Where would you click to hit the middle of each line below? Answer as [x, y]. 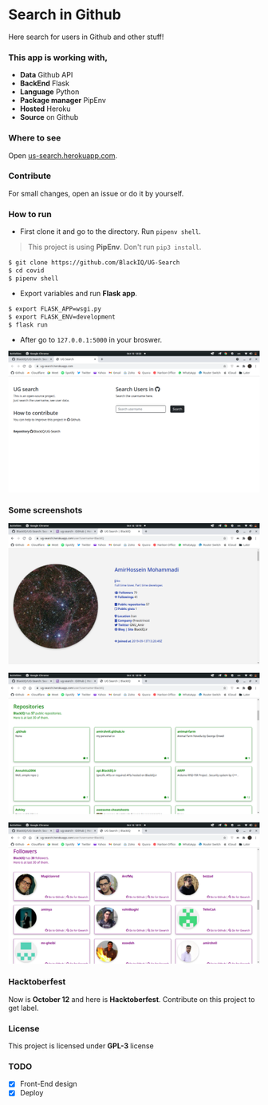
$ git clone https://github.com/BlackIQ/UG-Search [94, 263]
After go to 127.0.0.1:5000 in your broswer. [91, 340]
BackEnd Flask [45, 83]
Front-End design [48, 1084]
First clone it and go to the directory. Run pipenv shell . [110, 232]
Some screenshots [45, 510]
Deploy [32, 1093]
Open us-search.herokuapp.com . [63, 155]
